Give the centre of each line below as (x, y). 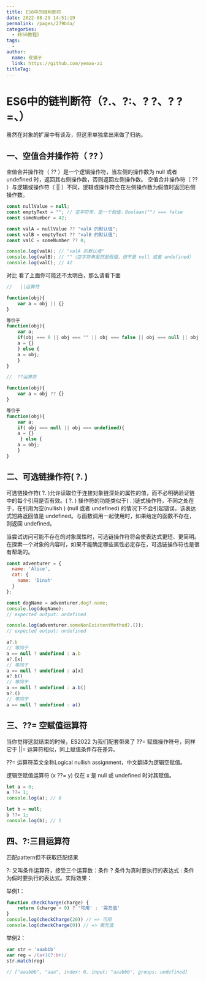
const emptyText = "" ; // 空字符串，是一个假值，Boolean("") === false (95, 212)
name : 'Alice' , (31, 569)
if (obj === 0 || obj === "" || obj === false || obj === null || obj (108, 338)
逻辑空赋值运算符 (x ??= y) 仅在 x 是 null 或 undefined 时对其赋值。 (90, 775)
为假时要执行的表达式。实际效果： (49, 878)
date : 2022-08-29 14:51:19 (41, 18)
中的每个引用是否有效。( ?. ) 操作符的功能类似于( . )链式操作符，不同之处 (97, 500)
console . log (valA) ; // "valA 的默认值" (55, 251)
